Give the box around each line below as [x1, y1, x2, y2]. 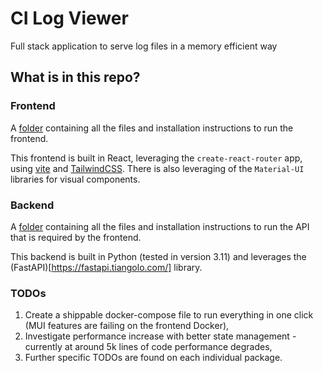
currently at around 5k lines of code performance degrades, [24, 341, 273, 353]
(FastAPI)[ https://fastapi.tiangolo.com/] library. [10, 261, 203, 273]
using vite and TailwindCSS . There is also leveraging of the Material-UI [10, 162, 305, 174]
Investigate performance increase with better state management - [24, 330, 297, 342]
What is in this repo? [10, 69, 141, 86]
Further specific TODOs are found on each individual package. [24, 352, 283, 364]
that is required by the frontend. [10, 231, 142, 243]
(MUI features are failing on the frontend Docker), [24, 320, 230, 332]
